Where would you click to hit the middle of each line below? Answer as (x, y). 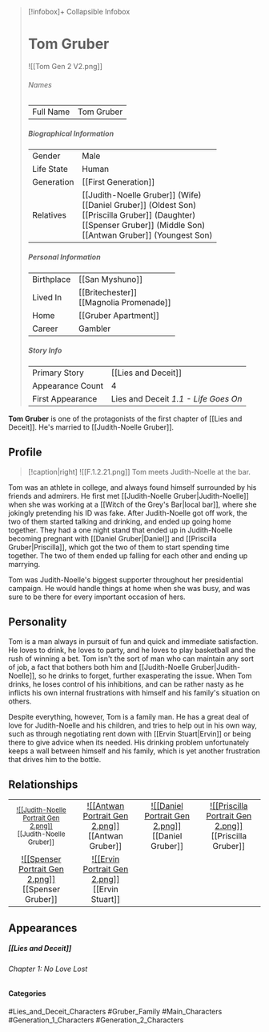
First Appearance (64, 399)
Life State (50, 169)
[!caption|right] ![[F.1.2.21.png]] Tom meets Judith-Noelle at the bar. (139, 471)
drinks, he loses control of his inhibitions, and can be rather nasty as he (126, 684)
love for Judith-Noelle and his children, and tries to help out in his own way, (133, 725)
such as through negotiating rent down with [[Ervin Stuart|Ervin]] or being (130, 733)
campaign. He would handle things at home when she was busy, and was (129, 588)
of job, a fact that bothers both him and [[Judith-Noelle (99, 667)
